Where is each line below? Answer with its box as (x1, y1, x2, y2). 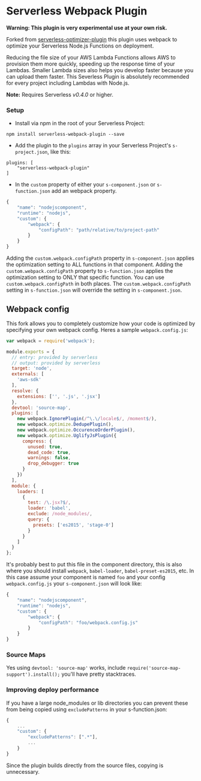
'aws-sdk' (17, 377, 42, 383)
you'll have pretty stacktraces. (61, 670, 136, 678)
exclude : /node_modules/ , (28, 511, 93, 517)
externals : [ (11, 371, 44, 377)
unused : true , (28, 444, 63, 450)
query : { (28, 516, 50, 522)
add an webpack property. (51, 188, 117, 195)
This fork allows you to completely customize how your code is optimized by (6, 320, 196, 327)
